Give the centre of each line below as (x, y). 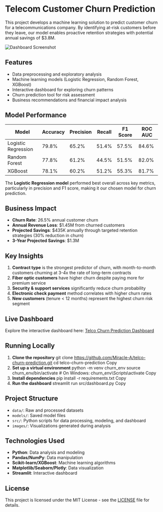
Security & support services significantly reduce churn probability (79, 288)
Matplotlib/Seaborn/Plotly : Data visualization (58, 468)
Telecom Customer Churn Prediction (80, 9)
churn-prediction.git (32, 363)
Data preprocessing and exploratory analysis (57, 74)
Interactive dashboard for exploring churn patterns (63, 89)
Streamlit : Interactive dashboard (45, 473)
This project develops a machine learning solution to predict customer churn (81, 22)
